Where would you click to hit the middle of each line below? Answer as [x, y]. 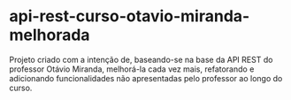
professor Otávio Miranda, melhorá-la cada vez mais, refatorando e [132, 69]
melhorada [50, 35]
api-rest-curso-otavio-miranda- [130, 16]
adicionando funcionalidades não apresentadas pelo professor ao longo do [146, 78]
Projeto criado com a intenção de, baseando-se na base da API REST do [141, 59]
